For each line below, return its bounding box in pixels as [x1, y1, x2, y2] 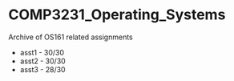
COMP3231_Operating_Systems [8, 6, 226, 24]
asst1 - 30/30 [19, 47, 65, 57]
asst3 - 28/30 [19, 64, 66, 74]
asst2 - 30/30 [19, 56, 66, 66]
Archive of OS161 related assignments [8, 32, 134, 42]
